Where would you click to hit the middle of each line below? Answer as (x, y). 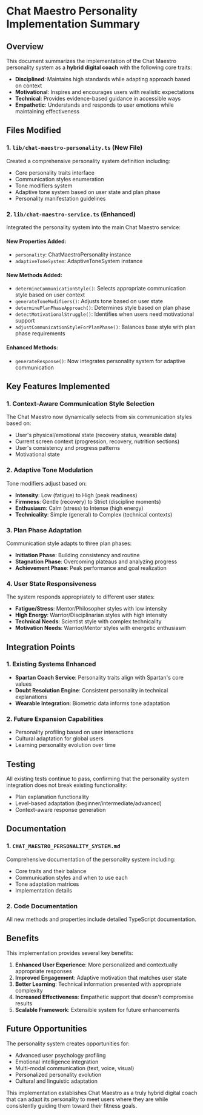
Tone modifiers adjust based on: (47, 483)
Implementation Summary (73, 24)
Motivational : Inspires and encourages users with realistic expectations (105, 92)
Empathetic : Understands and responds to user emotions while (94, 105)
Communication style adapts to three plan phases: (69, 543)
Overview (25, 46)
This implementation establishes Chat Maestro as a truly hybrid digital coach (102, 1093)
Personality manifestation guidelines (60, 198)
